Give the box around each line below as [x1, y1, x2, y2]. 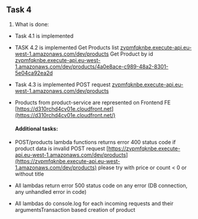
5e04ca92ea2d [14, 69, 53, 77]
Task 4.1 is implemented [14, 32, 74, 39]
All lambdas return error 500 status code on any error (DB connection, [14, 182, 188, 189]
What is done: [14, 20, 49, 28]
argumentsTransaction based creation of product [14, 206, 135, 214]
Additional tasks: [14, 125, 58, 132]
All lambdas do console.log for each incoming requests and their [14, 200, 174, 207]
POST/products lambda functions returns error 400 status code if [14, 139, 176, 146]
